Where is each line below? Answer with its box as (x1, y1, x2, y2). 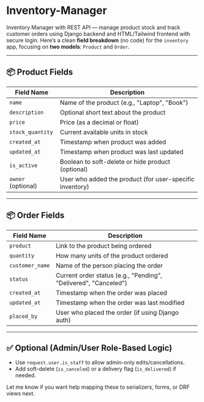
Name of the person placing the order (55, 261, 163, 270)
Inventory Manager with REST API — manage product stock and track (6, 24, 180, 31)
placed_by (9, 313, 38, 320)
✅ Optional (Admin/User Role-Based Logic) (6, 343, 172, 353)
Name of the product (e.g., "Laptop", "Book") (59, 98, 188, 107)
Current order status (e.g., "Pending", (55, 271, 163, 280)
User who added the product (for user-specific (59, 175, 195, 183)
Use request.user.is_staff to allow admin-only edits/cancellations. (15, 359, 185, 366)
